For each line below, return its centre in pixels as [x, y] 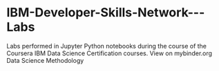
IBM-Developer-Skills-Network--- [106, 13]
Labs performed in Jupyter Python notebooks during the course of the [107, 46]
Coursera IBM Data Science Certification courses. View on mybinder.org [109, 53]
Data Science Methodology [45, 60]
